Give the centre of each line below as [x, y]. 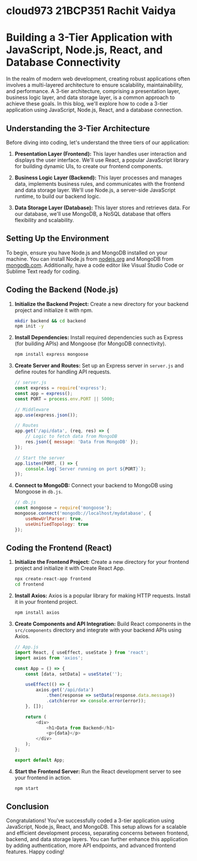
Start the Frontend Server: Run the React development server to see [98, 771]
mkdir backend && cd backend [50, 321]
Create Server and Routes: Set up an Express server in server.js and [99, 366]
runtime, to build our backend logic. [57, 196]
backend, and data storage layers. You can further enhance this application [97, 839]
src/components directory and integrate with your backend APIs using [98, 630]
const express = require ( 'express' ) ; [61, 388]
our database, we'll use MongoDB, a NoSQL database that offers [93, 214]
